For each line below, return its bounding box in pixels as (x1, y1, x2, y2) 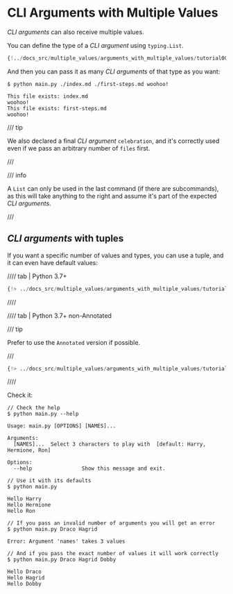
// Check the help (7, 405, 60, 411)
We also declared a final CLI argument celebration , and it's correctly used (7, 137, 220, 145)
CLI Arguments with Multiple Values (7, 5, 218, 21)
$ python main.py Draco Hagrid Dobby (7, 557, 116, 563)
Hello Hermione (7, 502, 51, 509)
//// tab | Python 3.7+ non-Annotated (7, 311, 112, 320)
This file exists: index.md (7, 92, 89, 100)
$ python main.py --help (7, 411, 79, 418)
